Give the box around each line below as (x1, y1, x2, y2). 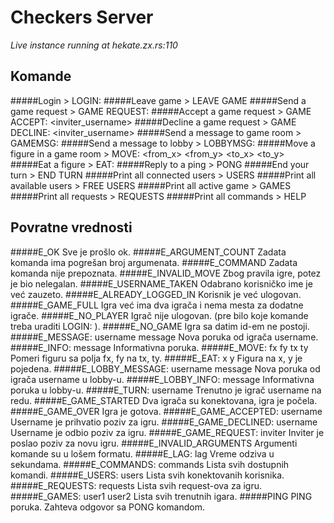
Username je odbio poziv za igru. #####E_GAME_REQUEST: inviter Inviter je (10, 426, 325, 438)
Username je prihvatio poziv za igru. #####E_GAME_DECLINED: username (10, 416, 318, 428)
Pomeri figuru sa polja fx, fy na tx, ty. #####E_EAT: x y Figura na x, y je (10, 352, 303, 364)
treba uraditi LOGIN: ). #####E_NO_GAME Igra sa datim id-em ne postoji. (10, 320, 310, 332)
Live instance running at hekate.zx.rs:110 (10, 39, 178, 51)
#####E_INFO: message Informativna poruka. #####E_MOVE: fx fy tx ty (10, 341, 309, 353)
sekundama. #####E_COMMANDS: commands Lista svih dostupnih (10, 458, 290, 470)
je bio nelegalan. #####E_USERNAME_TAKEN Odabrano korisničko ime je (10, 277, 313, 290)
